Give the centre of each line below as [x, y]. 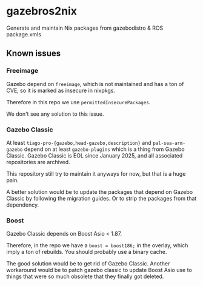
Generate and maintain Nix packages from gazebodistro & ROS [85, 28]
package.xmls [24, 34]
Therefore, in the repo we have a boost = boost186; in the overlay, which [97, 245]
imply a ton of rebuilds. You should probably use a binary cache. [87, 252]
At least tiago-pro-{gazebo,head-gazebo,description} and [79, 142]
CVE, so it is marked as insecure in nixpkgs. [61, 90]
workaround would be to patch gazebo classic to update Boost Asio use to [99, 270]
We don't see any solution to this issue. [55, 114]
